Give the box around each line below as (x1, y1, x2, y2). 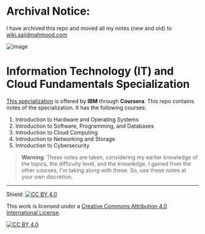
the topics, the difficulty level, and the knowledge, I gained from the (21, 160, 192, 167)
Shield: (6, 191, 24, 198)
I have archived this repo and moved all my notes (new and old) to (6, 24, 172, 32)
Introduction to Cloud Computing (15, 128, 98, 136)
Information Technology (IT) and (6, 64, 174, 78)
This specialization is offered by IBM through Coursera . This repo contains (6, 97, 194, 104)
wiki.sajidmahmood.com (6, 31, 68, 38)
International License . (6, 209, 61, 216)
